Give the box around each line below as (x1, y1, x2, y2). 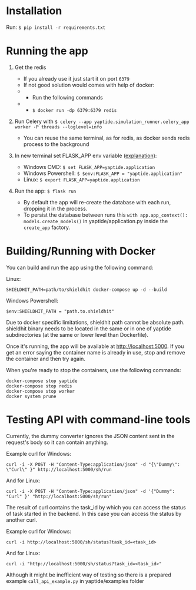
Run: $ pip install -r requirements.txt (6, 24, 106, 31)
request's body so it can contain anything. (6, 439, 108, 446)
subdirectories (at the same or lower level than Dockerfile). (6, 331, 149, 338)
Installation (6, 4, 62, 18)
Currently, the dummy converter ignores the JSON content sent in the (6, 432, 175, 439)
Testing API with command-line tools (6, 413, 191, 426)
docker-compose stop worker (6, 388, 75, 394)
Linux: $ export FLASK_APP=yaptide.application (23, 175, 140, 183)
